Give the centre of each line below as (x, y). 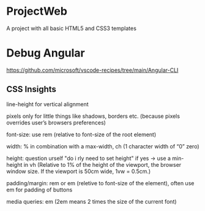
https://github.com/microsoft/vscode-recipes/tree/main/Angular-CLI (92, 70)
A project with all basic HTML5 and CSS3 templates (71, 28)
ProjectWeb (37, 11)
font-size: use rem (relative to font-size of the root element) (81, 134)
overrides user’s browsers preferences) (56, 122)
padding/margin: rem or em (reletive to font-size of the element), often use (100, 183)
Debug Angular (46, 53)
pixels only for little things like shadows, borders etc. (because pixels (93, 116)
